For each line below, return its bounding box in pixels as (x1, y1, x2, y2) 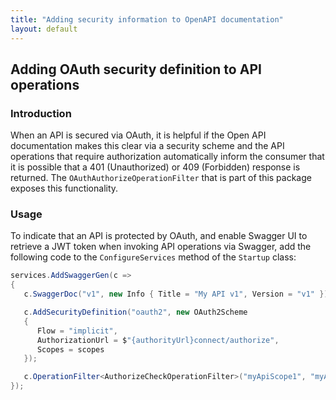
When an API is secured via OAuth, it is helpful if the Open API (10, 129, 267, 141)
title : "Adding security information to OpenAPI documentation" (10, 14, 284, 25)
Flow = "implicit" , (36, 326, 118, 336)
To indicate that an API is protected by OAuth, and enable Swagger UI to (10, 230, 308, 242)
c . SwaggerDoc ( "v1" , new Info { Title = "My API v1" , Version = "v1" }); (23, 289, 333, 300)
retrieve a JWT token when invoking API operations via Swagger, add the (10, 241, 312, 253)
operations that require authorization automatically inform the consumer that (10, 151, 325, 163)
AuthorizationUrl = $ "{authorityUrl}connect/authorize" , (36, 335, 280, 345)
